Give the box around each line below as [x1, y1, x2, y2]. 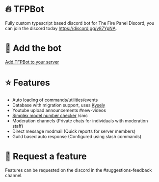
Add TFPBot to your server [5, 59, 59, 65]
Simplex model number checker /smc [12, 112, 88, 118]
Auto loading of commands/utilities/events [12, 97, 98, 103]
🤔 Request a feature [5, 151, 87, 162]
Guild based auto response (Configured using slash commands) [12, 133, 142, 139]
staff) [12, 123, 24, 129]
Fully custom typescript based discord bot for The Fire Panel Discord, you [5, 20, 155, 26]
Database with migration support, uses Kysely [12, 102, 106, 108]
